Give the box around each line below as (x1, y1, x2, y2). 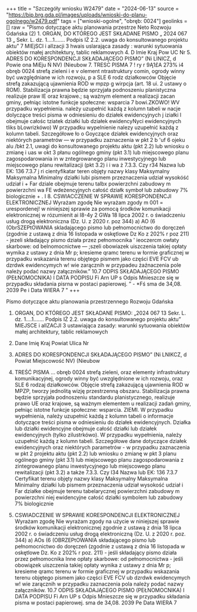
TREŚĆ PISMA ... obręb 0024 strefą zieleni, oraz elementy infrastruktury (14, 369, 190, 376)
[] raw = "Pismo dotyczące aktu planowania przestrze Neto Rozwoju (6, 24, 172, 31)
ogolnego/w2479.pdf (6, 18, 58, 24)
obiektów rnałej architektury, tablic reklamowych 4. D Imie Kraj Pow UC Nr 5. (6, 49, 192, 55)
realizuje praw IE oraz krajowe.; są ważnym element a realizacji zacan (6, 92, 175, 100)
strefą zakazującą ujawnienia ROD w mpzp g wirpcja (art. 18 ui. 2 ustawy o (6, 80, 187, 87)
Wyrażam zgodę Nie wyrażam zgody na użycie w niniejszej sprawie (14, 518, 179, 525)
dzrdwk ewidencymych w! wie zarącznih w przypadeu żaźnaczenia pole (6, 262, 181, 269)
